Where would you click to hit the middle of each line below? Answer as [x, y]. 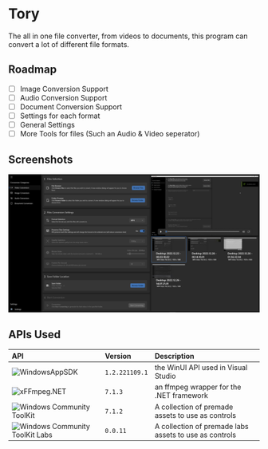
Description [174, 356]
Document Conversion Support [71, 106]
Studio [165, 376]
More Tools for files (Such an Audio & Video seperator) [110, 134]
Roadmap [33, 70]
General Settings [47, 125]
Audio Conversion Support [63, 97]
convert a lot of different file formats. [69, 44]
